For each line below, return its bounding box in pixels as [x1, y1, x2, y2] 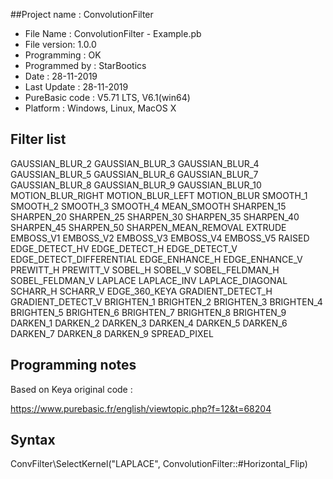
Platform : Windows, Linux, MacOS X [24, 102, 177, 114]
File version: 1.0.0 [24, 39, 97, 50]
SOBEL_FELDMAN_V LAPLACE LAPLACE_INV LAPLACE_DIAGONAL [10, 274, 288, 286]
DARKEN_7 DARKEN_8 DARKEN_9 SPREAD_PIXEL [10, 327, 214, 339]
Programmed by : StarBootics [24, 60, 147, 71]
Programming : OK [24, 49, 102, 61]
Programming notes [10, 357, 137, 374]
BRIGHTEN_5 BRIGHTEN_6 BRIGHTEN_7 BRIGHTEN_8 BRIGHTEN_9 [10, 306, 287, 318]
